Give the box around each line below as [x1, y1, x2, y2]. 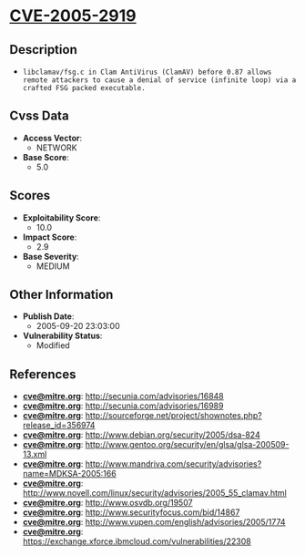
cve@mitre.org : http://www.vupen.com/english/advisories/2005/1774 [22, 517, 286, 528]
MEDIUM [36, 261, 70, 272]
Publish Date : [22, 311, 75, 322]
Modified [36, 340, 70, 351]
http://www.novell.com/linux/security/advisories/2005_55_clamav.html [22, 488, 287, 499]
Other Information [9, 287, 114, 303]
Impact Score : [22, 232, 77, 242]
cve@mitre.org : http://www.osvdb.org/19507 [22, 498, 193, 509]
